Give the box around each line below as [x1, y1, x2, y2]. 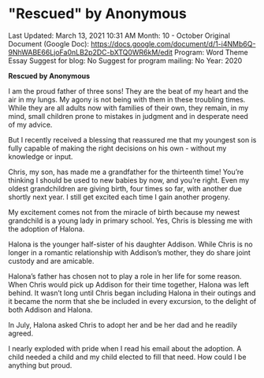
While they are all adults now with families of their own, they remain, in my [8, 103, 249, 113]
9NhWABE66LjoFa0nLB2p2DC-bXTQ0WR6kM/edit [8, 47, 173, 57]
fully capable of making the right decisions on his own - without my [8, 143, 227, 153]
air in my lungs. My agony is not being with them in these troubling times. [8, 94, 246, 104]
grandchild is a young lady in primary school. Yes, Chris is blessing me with [8, 216, 254, 225]
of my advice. [8, 120, 53, 129]
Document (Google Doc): [8, 39, 89, 48]
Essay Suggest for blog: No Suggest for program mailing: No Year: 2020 [8, 56, 243, 65]
